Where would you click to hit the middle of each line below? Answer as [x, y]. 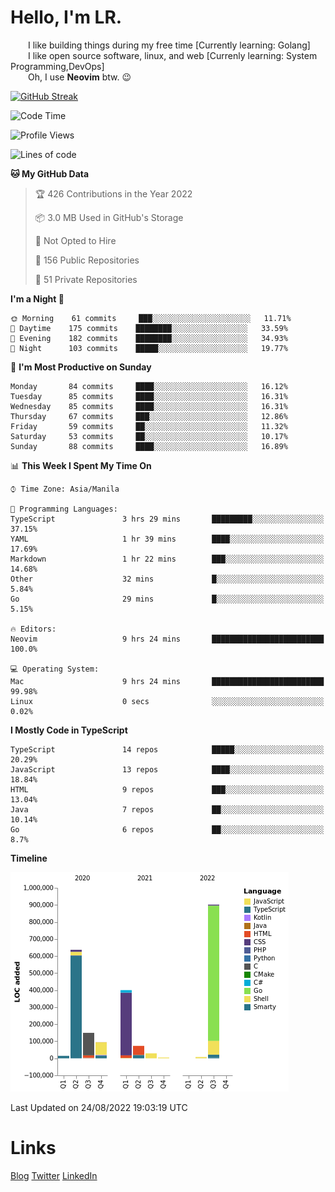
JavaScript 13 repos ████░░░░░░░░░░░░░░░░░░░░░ [167, 769]
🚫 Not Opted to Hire [75, 240]
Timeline [29, 858]
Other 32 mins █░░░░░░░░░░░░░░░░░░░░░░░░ [167, 579]
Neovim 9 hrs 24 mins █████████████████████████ [167, 639]
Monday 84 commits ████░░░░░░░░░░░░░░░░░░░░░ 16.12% [149, 386]
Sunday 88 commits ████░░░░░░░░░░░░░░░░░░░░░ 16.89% [149, 446]
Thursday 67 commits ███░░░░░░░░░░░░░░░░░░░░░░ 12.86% [149, 416]
